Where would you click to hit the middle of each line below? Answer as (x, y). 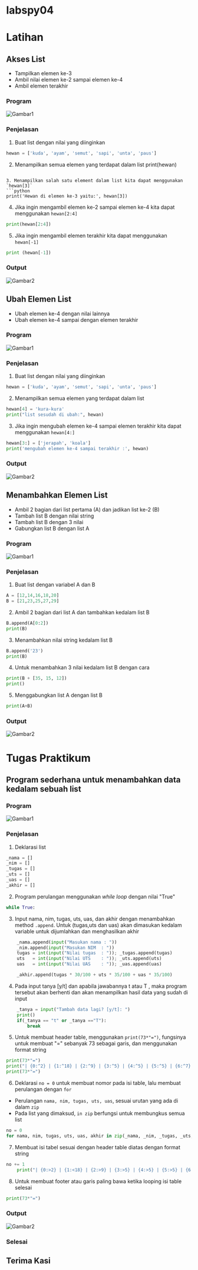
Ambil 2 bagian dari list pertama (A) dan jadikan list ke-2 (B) (87, 509)
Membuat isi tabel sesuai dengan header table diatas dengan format (98, 1147)
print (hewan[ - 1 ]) (29, 253)
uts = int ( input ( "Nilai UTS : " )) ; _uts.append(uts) (89, 959)
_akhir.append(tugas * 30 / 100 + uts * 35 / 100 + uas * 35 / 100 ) (95, 975)
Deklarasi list (30, 847)
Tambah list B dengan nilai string (54, 516)
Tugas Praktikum (49, 758)
